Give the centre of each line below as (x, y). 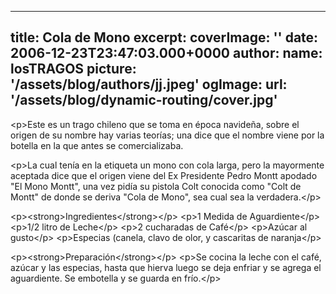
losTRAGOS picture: (73, 69)
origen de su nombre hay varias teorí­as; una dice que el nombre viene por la (167, 135)
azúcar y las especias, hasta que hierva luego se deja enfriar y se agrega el (166, 267)
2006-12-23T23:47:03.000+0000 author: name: (166, 53)
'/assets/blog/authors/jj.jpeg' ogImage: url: (149, 84)
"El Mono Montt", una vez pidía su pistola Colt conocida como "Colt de (156, 186)
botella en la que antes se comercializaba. (97, 145)
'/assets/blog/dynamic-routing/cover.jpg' (144, 100)
